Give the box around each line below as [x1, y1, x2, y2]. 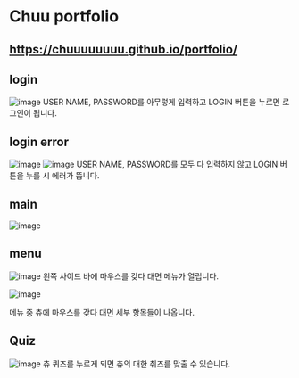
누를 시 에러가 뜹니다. [25, 170, 100, 181]
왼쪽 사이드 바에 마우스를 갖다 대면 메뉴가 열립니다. [43, 270, 220, 282]
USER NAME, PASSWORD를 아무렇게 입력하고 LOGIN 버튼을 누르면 [43, 96, 281, 108]
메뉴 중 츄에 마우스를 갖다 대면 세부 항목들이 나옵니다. [9, 307, 195, 317]
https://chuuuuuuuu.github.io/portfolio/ [9, 42, 238, 57]
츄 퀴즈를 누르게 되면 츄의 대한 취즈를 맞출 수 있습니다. [43, 358, 230, 369]
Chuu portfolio [9, 6, 119, 27]
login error [9, 134, 70, 149]
